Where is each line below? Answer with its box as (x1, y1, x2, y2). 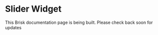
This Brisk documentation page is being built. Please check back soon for (5, 19, 153, 25)
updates (5, 24, 22, 30)
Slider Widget (5, 3, 62, 15)
